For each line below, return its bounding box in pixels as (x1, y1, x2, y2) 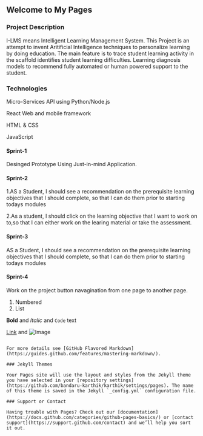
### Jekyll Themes (6, 361, 53, 367)
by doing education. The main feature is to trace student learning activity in (6, 50, 194, 57)
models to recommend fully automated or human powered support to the (6, 62, 188, 70)
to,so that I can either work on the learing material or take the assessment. (6, 219, 192, 226)
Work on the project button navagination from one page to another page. (6, 286, 188, 293)
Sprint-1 (6, 147, 27, 154)
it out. (6, 424, 26, 431)
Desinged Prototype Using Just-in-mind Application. (6, 161, 138, 168)
